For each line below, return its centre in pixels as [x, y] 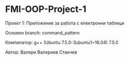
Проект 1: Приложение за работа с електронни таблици [65, 23]
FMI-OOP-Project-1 [46, 9]
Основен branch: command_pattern [42, 32]
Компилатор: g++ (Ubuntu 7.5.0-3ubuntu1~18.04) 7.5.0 [62, 42]
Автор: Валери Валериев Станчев [41, 52]
